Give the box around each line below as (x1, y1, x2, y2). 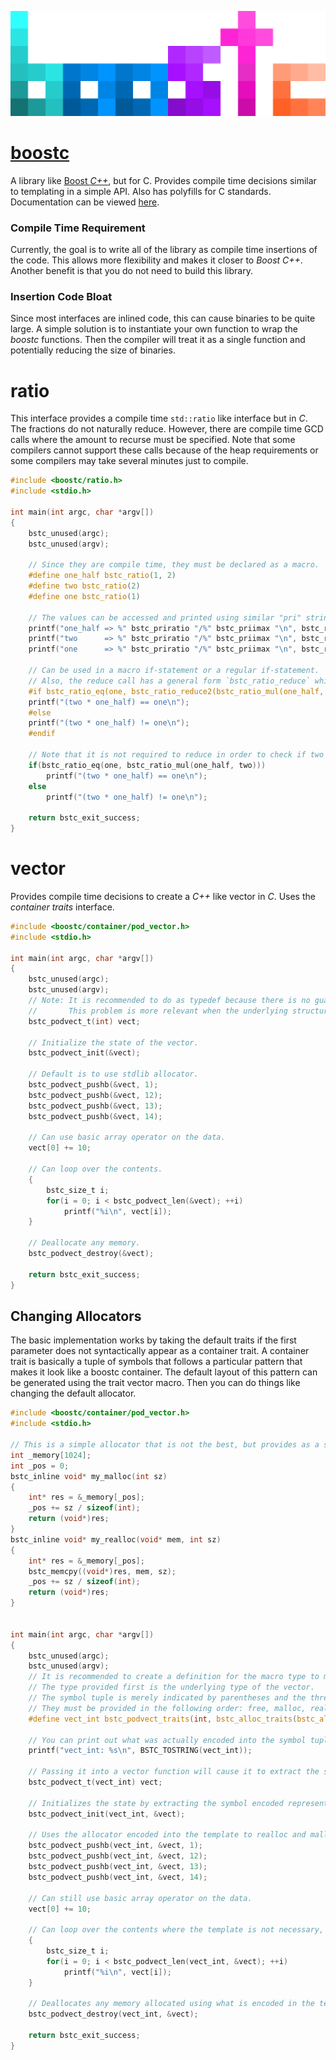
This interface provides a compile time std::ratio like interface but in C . (10, 412, 308, 425)
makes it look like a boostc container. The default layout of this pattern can (10, 1366, 318, 1378)
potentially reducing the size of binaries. (10, 344, 176, 356)
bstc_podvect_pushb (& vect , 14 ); (28, 1111, 163, 1121)
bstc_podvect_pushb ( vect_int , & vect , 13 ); (28, 1862, 208, 1872)
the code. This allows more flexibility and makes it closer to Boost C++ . (10, 254, 303, 266)
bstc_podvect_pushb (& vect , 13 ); (28, 1101, 163, 1111)
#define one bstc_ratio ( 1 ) (28, 591, 141, 601)
